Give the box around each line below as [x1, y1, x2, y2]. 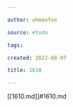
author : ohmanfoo [7, 16, 58, 23]
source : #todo [7, 29, 49, 36]
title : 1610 [7, 67, 42, 74]
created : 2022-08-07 [7, 54, 67, 62]
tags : [7, 41, 23, 49]
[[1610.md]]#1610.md [7, 92, 67, 101]
